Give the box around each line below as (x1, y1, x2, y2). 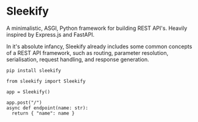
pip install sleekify (6, 67, 62, 74)
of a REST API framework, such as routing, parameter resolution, (6, 49, 169, 56)
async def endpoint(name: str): (6, 105, 88, 111)
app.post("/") (6, 99, 43, 106)
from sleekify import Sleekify (6, 78, 86, 84)
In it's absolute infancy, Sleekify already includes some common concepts (6, 43, 193, 50)
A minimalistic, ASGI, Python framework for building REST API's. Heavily (6, 24, 188, 32)
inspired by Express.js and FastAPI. (6, 30, 94, 38)
